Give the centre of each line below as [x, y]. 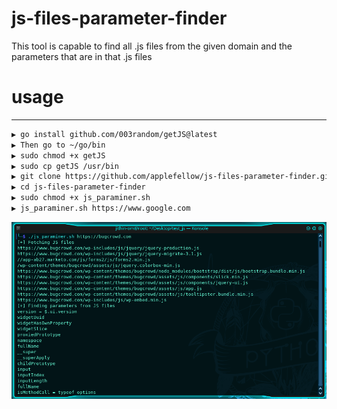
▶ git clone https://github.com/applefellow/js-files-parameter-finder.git [172, 177]
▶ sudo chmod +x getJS [58, 155]
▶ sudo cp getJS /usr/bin [65, 166]
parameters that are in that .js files [82, 56]
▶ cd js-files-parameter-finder [78, 187]
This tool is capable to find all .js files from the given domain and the [152, 46]
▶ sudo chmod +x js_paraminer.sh [81, 198]
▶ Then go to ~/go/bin [58, 145]
